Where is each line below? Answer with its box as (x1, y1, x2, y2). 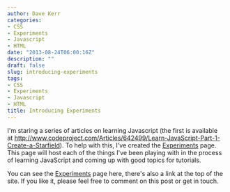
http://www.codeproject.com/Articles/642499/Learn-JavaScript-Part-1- (14, 134, 221, 142)
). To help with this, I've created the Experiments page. (59, 141, 217, 150)
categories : (7, 17, 42, 24)
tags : (7, 74, 23, 82)
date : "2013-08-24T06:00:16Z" (7, 49, 95, 56)
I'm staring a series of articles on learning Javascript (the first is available (7, 126, 218, 134)
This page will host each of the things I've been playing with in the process (7, 148, 222, 157)
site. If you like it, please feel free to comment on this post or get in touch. (7, 177, 219, 185)
